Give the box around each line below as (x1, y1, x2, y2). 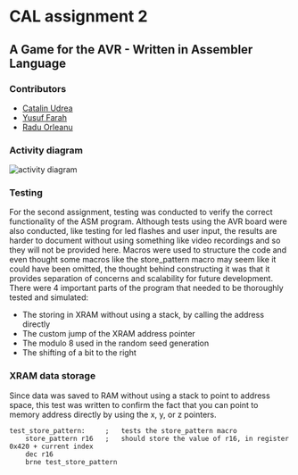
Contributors (9, 82, 67, 95)
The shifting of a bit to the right (21, 347, 137, 358)
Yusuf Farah (21, 112, 68, 122)
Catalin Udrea (21, 103, 73, 113)
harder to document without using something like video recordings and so (9, 235, 281, 246)
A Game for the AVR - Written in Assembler (9, 42, 253, 57)
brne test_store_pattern (25, 457, 118, 466)
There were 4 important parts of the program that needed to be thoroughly (9, 283, 284, 294)
